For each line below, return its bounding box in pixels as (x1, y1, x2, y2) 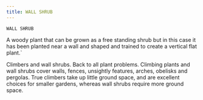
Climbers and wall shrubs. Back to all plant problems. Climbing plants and (6, 61, 190, 68)
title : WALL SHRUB (6, 8, 53, 15)
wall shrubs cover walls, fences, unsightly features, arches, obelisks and (6, 67, 188, 75)
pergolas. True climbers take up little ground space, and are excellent (6, 73, 180, 81)
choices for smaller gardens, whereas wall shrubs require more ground (6, 80, 184, 87)
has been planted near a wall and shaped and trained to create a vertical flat (6, 42, 198, 50)
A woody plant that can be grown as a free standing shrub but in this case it (6, 36, 196, 43)
